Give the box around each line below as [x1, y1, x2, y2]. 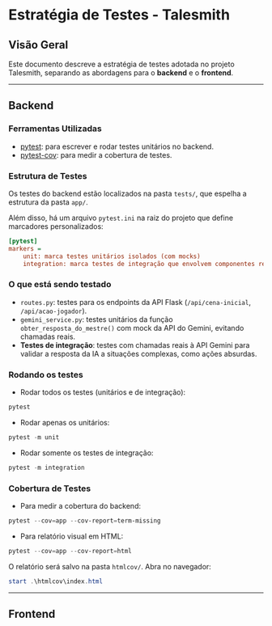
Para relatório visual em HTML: [19, 531, 124, 541]
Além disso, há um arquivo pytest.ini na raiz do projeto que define [8, 213, 233, 222]
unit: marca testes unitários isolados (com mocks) [23, 252, 201, 260]
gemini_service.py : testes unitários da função [19, 314, 173, 324]
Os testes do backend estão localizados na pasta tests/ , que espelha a [8, 188, 247, 198]
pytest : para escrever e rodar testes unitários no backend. [19, 142, 215, 151]
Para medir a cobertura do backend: [19, 501, 142, 510]
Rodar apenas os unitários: [19, 417, 110, 427]
